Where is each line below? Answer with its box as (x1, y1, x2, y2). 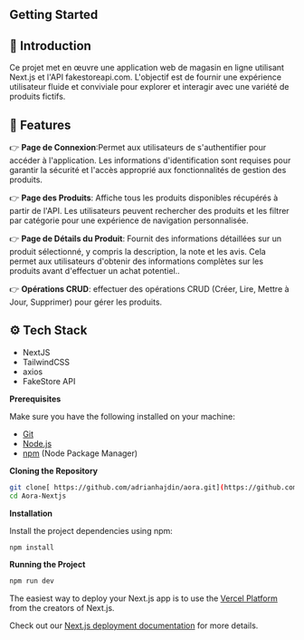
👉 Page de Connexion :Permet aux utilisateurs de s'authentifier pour (9, 142, 267, 153)
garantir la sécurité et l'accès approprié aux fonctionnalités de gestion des (9, 165, 287, 176)
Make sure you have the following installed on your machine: (9, 411, 235, 422)
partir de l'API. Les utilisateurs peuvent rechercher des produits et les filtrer (9, 206, 290, 217)
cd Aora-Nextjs (9, 491, 67, 500)
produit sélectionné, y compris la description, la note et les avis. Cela (9, 247, 267, 257)
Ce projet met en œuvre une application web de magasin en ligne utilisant (9, 63, 285, 73)
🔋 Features (9, 117, 71, 132)
